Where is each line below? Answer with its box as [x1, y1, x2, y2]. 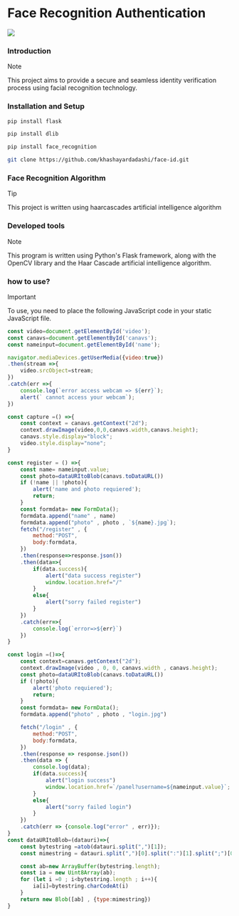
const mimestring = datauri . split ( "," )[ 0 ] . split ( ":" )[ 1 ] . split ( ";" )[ [20, 850, 231, 857]
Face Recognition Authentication [7, 5, 206, 21]
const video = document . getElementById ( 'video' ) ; [7, 327, 152, 335]
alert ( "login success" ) [45, 777, 116, 784]
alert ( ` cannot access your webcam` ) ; [20, 394, 135, 401]
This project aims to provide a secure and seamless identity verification [7, 76, 217, 85]
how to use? [7, 276, 51, 286]
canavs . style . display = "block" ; [20, 433, 113, 440]
